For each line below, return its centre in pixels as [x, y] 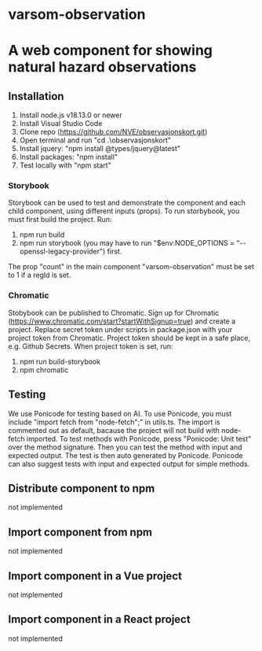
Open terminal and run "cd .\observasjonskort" [95, 140]
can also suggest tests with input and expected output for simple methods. [129, 464]
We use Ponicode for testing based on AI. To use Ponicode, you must [120, 413]
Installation [36, 96]
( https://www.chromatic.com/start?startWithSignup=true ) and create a [122, 321]
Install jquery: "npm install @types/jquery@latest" [100, 149]
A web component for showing [111, 51]
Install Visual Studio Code [61, 124]
